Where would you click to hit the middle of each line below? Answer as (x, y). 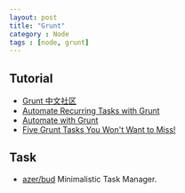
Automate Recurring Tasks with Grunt (91, 111)
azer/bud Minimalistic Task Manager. (89, 179)
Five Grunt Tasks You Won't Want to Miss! (99, 130)
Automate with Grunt (60, 120)
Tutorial (31, 78)
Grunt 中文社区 (49, 101)
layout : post (33, 17)
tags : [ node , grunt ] (49, 42)
